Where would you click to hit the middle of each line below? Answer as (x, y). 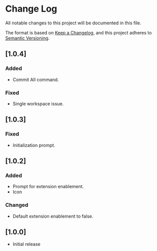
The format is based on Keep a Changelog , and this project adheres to (78, 32)
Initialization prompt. (34, 145)
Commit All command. (36, 80)
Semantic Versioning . (27, 38)
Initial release (26, 244)
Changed (17, 205)
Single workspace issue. (38, 103)
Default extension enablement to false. (53, 216)
